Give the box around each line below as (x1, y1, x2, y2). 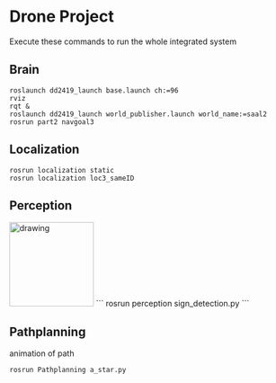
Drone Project (9, 6, 114, 27)
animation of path (9, 348, 75, 359)
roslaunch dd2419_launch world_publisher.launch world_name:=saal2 (9, 110, 268, 119)
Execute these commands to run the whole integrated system (9, 36, 236, 47)
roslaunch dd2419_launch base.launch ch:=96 (9, 85, 179, 95)
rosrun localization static (9, 165, 115, 174)
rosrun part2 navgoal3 (9, 117, 94, 127)
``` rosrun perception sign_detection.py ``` (95, 298, 250, 309)
